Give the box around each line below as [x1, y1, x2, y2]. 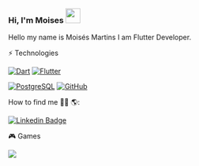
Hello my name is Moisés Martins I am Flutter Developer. [8, 32, 192, 42]
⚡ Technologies [8, 48, 59, 58]
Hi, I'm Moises [8, 14, 65, 25]
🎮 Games [8, 131, 41, 141]
